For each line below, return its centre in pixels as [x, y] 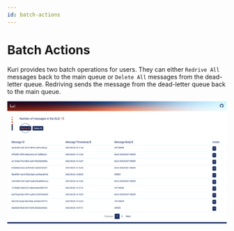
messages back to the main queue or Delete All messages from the [106, 77]
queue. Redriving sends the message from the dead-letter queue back [125, 84]
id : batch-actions [34, 15]
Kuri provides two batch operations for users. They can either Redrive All [114, 69]
